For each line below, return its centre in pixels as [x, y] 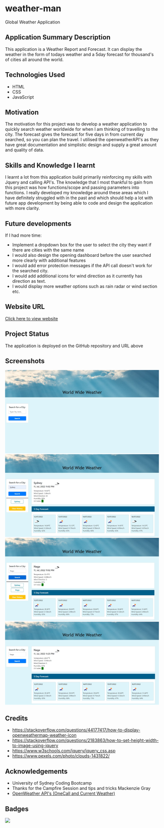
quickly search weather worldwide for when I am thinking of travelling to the [82, 129]
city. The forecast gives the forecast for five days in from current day [74, 134]
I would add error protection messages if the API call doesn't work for [82, 266]
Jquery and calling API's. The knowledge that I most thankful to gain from [79, 182]
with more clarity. [22, 208]
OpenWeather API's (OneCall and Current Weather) [64, 793]
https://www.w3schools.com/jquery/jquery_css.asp [64, 751]
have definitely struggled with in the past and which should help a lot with [79, 198]
